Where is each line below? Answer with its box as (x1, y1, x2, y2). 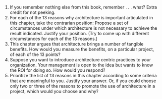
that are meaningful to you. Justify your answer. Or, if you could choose (9, 78, 157, 84)
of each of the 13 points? (9, 51, 61, 57)
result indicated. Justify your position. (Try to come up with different (9, 31, 150, 36)
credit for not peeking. (9, 9, 55, 15)
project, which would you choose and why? (9, 89, 99, 94)
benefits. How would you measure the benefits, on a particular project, (9, 47, 155, 52)
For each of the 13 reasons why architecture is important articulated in (9, 15, 154, 20)
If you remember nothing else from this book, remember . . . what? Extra (9, 4, 157, 10)
